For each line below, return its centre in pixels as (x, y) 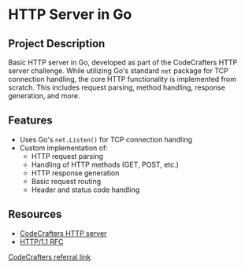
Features (30, 121)
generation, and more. (44, 96)
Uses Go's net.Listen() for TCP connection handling (106, 139)
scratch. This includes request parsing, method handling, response (117, 87)
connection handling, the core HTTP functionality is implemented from (122, 79)
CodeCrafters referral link (50, 256)
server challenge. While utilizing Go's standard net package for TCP (118, 71)
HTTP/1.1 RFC (41, 241)
